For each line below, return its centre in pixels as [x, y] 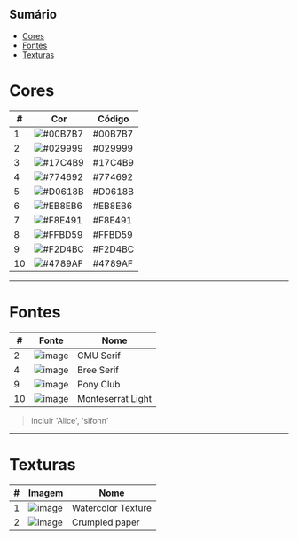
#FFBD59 [113, 234]
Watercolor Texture [112, 507]
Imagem [46, 493]
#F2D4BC [114, 249]
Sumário [33, 15]
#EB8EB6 [113, 206]
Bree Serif [98, 370]
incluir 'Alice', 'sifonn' [70, 420]
